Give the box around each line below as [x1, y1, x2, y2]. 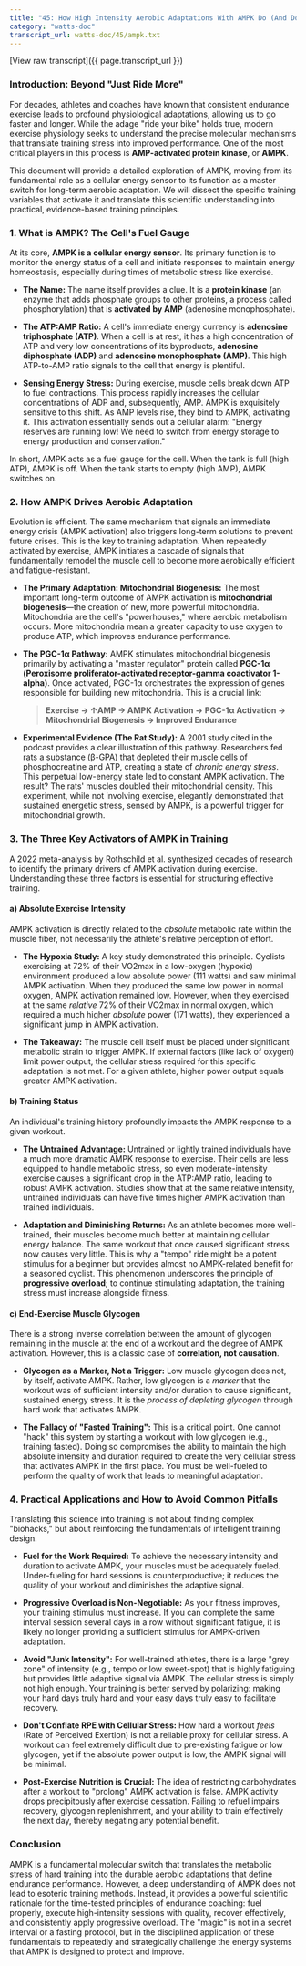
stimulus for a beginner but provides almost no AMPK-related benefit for [22, 1257, 294, 1268]
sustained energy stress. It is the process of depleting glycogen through [22, 1394, 293, 1405]
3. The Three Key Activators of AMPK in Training [9, 833, 229, 845]
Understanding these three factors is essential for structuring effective [9, 873, 274, 884]
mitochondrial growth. [22, 810, 106, 821]
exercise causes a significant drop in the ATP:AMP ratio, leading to [22, 1173, 273, 1184]
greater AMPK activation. [22, 1075, 117, 1086]
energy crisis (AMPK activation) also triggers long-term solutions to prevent [9, 526, 293, 537]
